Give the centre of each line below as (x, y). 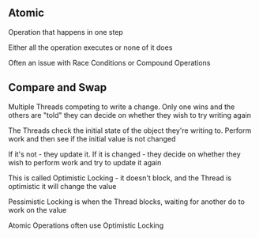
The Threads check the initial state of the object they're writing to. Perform (130, 130)
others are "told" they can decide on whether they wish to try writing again (129, 115)
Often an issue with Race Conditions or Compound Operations (109, 62)
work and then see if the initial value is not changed (92, 138)
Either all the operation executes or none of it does (90, 47)
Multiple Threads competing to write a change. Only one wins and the (122, 107)
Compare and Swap (58, 87)
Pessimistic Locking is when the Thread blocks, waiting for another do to (126, 202)
